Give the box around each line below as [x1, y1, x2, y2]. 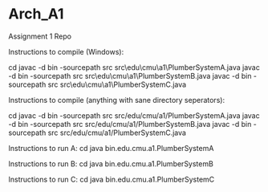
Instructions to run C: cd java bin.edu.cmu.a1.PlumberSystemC [8, 174, 215, 184]
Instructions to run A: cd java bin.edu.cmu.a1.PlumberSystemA [8, 143, 214, 153]
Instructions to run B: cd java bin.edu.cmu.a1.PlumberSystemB [8, 158, 214, 169]
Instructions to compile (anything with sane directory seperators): [8, 95, 225, 104]
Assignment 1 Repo [8, 31, 72, 41]
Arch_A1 [8, 5, 64, 23]
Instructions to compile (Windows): [8, 47, 124, 56]
